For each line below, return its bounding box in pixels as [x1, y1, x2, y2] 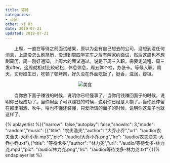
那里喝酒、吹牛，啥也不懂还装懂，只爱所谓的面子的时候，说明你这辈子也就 [9, 105, 165, 111]
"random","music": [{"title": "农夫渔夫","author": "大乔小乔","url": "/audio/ [5, 128, 157, 133]
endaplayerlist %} [5, 152, 42, 158]
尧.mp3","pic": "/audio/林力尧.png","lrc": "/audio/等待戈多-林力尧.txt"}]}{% [5, 146, 160, 152]
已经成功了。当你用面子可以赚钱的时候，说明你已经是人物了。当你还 [14, 99, 156, 104]
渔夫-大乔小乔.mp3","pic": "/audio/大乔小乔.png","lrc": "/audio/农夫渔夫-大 [9, 134, 164, 140]
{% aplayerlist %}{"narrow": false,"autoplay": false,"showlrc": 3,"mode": [5, 121, 155, 127]
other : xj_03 [5, 21, 33, 27]
